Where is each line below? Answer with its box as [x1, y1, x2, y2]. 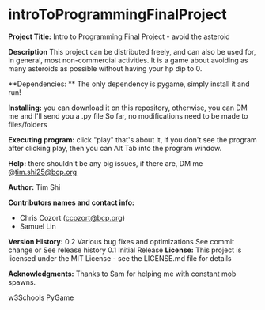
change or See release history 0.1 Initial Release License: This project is [8, 245, 242, 255]
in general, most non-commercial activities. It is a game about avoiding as [8, 55, 248, 65]
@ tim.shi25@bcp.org [8, 167, 78, 176]
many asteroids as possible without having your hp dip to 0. [8, 63, 203, 73]
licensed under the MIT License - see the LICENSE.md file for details [8, 253, 232, 263]
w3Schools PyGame [8, 293, 74, 302]
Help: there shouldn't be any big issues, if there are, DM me [8, 158, 203, 168]
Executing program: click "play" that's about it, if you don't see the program [8, 134, 257, 144]
